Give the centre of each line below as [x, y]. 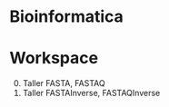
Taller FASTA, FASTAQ [64, 83]
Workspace [54, 58]
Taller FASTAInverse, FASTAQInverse [91, 93]
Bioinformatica [67, 17]
